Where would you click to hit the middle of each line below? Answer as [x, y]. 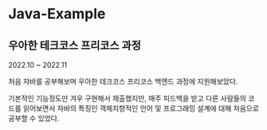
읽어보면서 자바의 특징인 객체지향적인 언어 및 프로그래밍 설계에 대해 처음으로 [141, 108]
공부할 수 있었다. [34, 118]
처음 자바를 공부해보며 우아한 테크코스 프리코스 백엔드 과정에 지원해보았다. [123, 81]
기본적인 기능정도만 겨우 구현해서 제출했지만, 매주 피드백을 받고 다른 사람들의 [128, 98]
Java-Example [57, 14]
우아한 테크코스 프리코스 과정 [75, 45]
